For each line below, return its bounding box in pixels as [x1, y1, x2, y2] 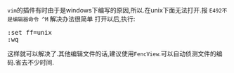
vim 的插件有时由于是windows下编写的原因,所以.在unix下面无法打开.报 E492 [7, 6, 223, 14]
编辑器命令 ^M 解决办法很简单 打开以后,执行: [12, 15, 136, 23]
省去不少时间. [15, 58, 55, 66]
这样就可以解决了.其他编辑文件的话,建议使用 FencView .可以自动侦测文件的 [7, 49, 216, 58]
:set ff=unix [7, 29, 53, 36]
